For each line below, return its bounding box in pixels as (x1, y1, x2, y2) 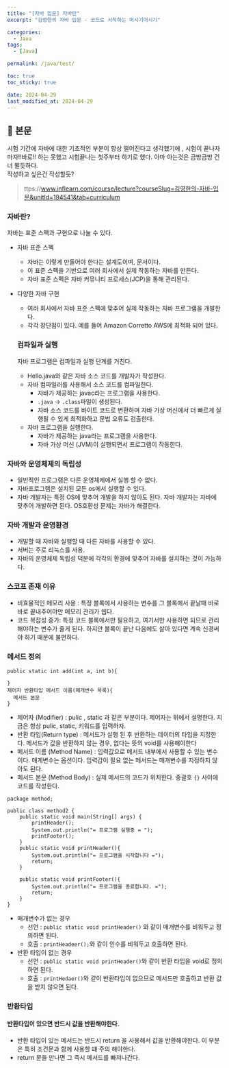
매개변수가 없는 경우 (16, 914, 70, 922)
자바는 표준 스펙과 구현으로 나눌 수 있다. (7, 229, 113, 237)
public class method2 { (7, 807, 75, 814)
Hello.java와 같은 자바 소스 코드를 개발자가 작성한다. (27, 372, 166, 380)
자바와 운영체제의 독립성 (7, 459, 82, 468)
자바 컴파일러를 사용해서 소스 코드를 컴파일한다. (27, 380, 154, 388)
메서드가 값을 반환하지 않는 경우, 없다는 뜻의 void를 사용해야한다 (26, 738, 197, 747)
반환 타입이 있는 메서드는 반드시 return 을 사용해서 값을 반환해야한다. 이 (16, 1036, 207, 1045)
